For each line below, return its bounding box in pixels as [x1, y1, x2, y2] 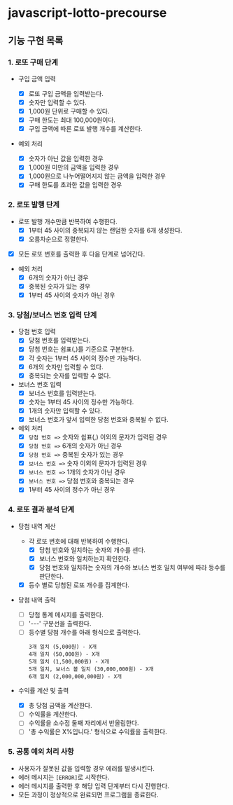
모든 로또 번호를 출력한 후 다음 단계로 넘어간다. [17, 249, 146, 258]
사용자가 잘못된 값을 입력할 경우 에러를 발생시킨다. [17, 764, 155, 772]
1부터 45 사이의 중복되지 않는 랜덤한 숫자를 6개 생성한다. [28, 226, 183, 234]
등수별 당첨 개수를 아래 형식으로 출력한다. [28, 628, 141, 637]
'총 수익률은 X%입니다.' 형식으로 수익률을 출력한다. [28, 727, 167, 736]
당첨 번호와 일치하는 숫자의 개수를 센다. [38, 545, 146, 554]
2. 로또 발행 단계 [8, 200, 60, 209]
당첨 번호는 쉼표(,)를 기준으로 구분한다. [28, 345, 134, 353]
